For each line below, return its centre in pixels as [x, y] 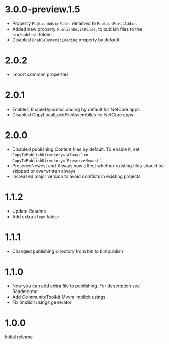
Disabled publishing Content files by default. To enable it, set [76, 149]
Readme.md [25, 291]
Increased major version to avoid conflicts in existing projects [76, 176]
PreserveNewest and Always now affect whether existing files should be [88, 165]
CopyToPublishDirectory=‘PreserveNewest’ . [57, 160]
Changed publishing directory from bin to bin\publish [67, 251]
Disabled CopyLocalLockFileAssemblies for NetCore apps [73, 114]
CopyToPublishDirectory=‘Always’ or [50, 154]
